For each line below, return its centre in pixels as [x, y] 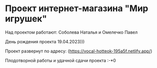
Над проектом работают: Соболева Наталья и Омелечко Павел [71, 32]
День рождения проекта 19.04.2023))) [45, 41]
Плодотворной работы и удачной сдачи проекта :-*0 [60, 60]
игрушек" [26, 19]
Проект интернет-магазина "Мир [77, 8]
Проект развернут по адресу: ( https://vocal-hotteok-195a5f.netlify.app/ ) [79, 51]
